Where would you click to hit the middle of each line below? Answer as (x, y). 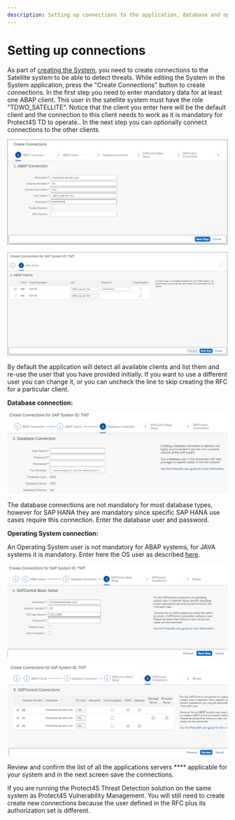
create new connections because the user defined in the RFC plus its (107, 803)
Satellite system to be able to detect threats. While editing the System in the (116, 77)
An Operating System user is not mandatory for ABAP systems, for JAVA (111, 547)
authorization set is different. (49, 811)
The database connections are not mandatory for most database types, (110, 505)
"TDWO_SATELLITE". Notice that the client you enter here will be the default (116, 107)
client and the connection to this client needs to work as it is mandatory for (115, 114)
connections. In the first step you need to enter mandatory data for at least (115, 92)
